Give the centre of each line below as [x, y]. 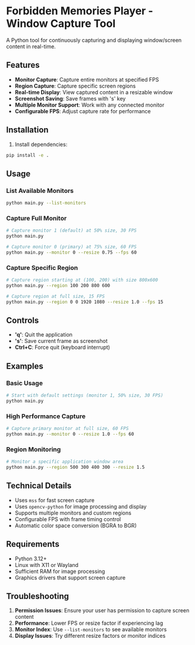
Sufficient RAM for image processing [60, 571]
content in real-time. [31, 46]
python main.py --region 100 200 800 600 [58, 285]
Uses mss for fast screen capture [55, 500]
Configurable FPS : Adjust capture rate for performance [83, 111]
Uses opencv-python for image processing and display [81, 506]
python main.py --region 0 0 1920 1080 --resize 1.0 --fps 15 [85, 302]
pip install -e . [28, 155]
